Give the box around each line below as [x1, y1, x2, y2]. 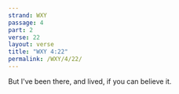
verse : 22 [8, 33, 41, 42]
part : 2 [8, 26, 34, 34]
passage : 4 [8, 19, 44, 27]
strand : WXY [8, 11, 47, 20]
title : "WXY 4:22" [8, 48, 68, 56]
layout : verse [8, 41, 55, 49]
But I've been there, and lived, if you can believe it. [8, 76, 172, 86]
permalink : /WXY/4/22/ [8, 56, 82, 63]
